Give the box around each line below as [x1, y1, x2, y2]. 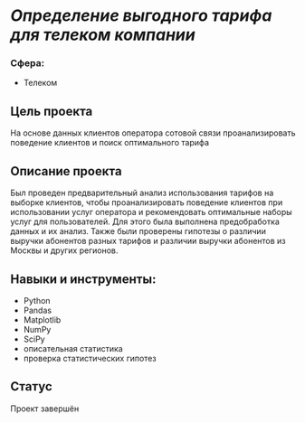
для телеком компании [10, 24, 195, 45]
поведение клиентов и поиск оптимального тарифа [10, 137, 210, 148]
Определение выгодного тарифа [10, 5, 272, 26]
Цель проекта [10, 103, 93, 118]
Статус [10, 379, 52, 394]
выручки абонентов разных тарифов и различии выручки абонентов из [10, 236, 286, 247]
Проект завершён [10, 403, 80, 414]
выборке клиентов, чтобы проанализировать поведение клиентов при [10, 197, 283, 208]
